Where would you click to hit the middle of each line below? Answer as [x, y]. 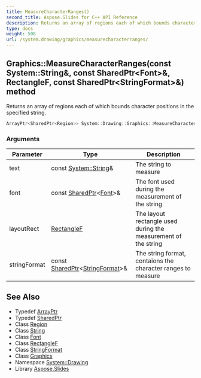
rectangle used [156, 221]
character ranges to [163, 268]
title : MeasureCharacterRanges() [48, 12]
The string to [153, 164]
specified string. [26, 112]
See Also [23, 297]
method [21, 92]
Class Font [28, 337]
